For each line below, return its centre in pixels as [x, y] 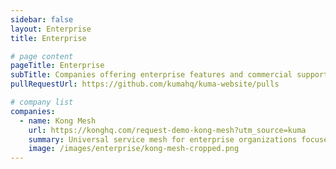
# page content [42, 56]
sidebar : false [42, 19]
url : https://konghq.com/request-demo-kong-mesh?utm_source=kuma [167, 130]
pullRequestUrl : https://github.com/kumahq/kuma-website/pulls [145, 84]
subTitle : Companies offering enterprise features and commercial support [169, 75]
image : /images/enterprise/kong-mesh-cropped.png [134, 149]
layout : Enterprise [51, 29]
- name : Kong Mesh [58, 121]
